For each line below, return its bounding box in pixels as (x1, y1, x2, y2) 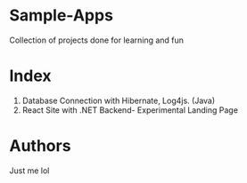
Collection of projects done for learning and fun (9, 35, 185, 45)
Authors (9, 136, 71, 156)
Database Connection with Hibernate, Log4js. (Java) (21, 95, 216, 106)
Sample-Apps (9, 5, 114, 26)
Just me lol (9, 165, 50, 176)
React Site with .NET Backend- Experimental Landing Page (21, 104, 239, 115)
